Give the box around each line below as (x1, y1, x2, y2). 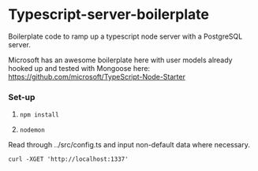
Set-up (8, 91, 36, 102)
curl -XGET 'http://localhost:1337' (8, 155, 129, 163)
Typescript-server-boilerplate (8, 6, 210, 24)
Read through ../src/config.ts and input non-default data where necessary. (8, 140, 250, 150)
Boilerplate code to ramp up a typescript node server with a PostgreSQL (8, 32, 243, 41)
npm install (19, 111, 59, 119)
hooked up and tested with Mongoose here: (8, 63, 151, 72)
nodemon (19, 126, 45, 135)
